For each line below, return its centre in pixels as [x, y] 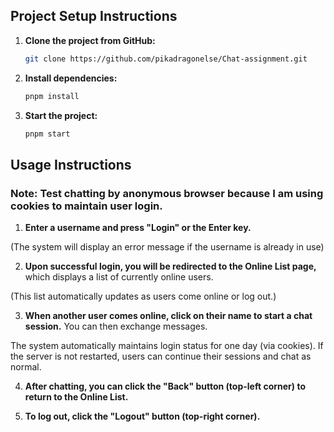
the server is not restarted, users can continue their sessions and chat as [161, 356]
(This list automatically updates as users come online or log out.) [143, 296]
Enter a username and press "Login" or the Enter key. [138, 228]
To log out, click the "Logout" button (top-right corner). [142, 416]
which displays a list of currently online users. [119, 277]
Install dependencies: [71, 78]
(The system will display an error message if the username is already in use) [167, 247]
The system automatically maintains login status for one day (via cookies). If [167, 346]
